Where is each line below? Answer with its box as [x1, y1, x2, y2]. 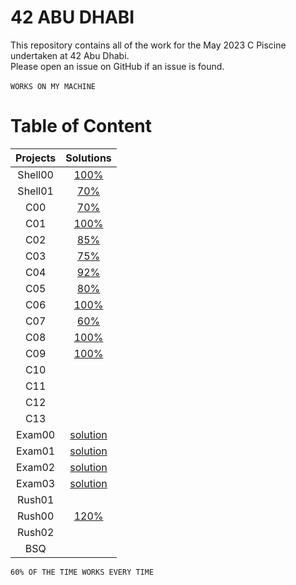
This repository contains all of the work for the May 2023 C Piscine [10, 39, 287, 51]
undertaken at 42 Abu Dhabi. [10, 49, 130, 61]
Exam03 [16, 476, 56, 490]
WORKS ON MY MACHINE [10, 81, 97, 91]
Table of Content [10, 115, 153, 138]
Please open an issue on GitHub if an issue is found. [10, 60, 225, 72]
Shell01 [17, 184, 54, 198]
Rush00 [16, 509, 55, 523]
